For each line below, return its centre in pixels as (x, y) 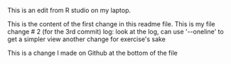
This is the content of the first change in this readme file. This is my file (111, 24)
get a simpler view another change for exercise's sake (86, 39)
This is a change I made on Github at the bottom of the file (92, 53)
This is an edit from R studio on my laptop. (69, 10)
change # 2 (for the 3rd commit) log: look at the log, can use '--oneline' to (116, 32)
